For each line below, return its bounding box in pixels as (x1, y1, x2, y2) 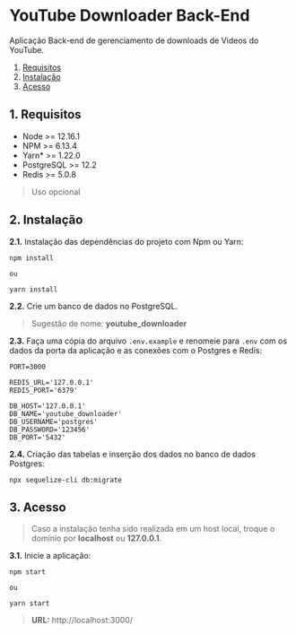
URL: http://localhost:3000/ (30, 615, 133, 626)
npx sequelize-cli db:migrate (9, 475, 123, 484)
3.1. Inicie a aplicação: (9, 551, 91, 561)
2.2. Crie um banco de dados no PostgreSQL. (9, 300, 178, 311)
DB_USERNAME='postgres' (9, 417, 99, 426)
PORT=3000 (9, 362, 47, 371)
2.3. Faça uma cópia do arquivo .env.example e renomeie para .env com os (9, 335, 288, 346)
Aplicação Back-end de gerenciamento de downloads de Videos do (9, 35, 259, 46)
